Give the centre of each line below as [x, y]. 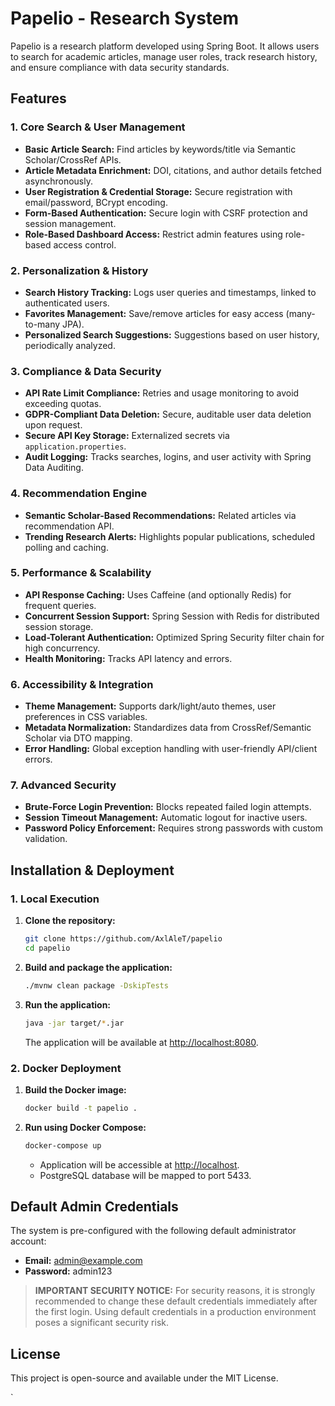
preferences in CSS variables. [86, 717]
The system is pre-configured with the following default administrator [153, 1231]
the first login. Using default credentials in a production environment [175, 1312]
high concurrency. [62, 648]
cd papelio [47, 948]
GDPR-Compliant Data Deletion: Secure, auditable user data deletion [168, 414]
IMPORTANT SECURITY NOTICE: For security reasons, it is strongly [175, 1291]
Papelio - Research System [125, 18]
